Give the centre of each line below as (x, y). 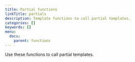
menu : (10, 32)
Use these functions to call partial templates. (50, 54)
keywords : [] (18, 27)
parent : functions (32, 41)
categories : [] (20, 23)
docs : (15, 37)
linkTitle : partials (26, 14)
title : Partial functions (31, 9)
